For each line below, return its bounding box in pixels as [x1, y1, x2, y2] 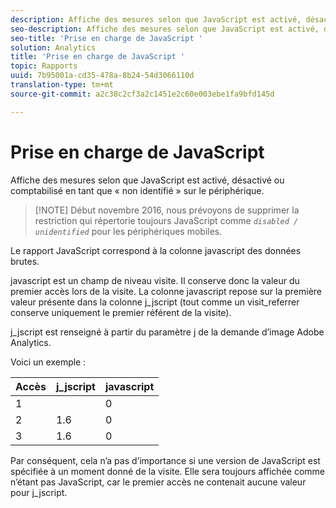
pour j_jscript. [10, 486, 68, 498]
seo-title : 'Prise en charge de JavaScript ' [10, 33, 203, 43]
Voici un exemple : [10, 356, 87, 368]
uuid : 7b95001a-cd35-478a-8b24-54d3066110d [10, 71, 195, 81]
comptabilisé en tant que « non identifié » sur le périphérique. [10, 184, 265, 196]
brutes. [10, 255, 40, 267]
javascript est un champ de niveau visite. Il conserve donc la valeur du [10, 274, 300, 286]
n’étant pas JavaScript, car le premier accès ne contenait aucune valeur [10, 476, 307, 488]
